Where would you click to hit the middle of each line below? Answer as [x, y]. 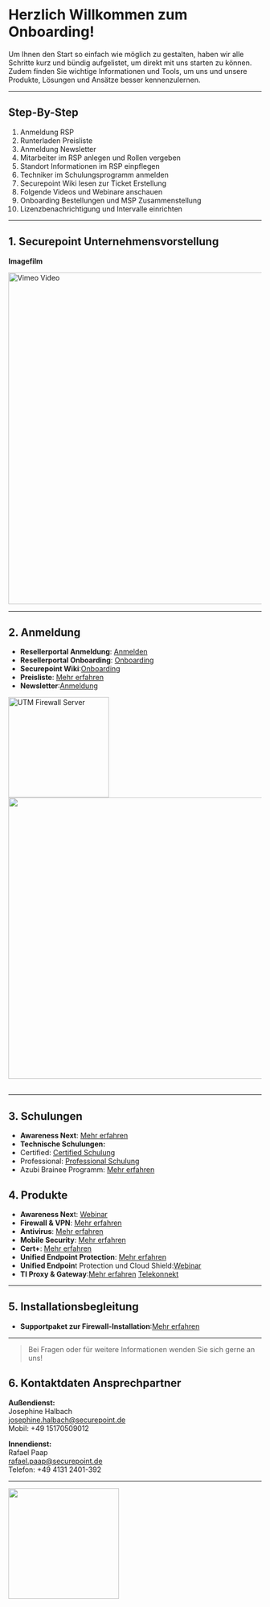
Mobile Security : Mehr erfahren [73, 1240]
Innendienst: [30, 1444]
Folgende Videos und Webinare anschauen [91, 191]
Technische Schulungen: [63, 1144]
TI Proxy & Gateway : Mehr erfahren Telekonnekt [99, 1274]
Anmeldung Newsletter [58, 149]
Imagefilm [26, 261]
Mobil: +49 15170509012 [49, 1428]
